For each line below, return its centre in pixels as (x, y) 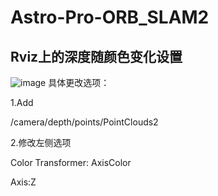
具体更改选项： (79, 82)
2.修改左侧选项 (41, 142)
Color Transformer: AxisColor (71, 162)
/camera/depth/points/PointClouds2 (84, 122)
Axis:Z (23, 182)
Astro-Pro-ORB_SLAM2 (110, 17)
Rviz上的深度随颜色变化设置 (96, 56)
